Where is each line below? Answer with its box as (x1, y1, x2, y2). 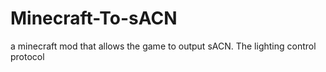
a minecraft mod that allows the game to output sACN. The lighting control (10, 40, 317, 52)
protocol (10, 50, 45, 62)
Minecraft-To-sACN (10, 7, 178, 30)
